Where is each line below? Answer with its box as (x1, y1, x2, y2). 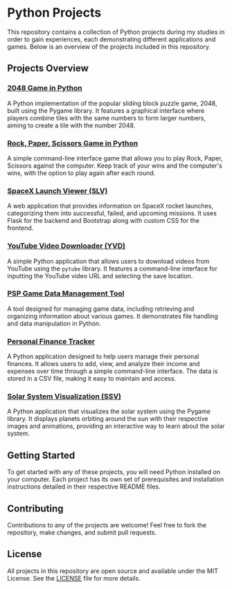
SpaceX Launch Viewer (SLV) (7, 185, 108, 195)
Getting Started (7, 449, 75, 461)
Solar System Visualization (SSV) (7, 392, 122, 401)
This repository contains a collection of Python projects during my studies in (7, 28, 225, 36)
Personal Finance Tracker (7, 336, 96, 346)
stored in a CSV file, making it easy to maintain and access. (7, 374, 177, 383)
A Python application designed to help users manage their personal (7, 352, 199, 361)
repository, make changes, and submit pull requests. (7, 528, 157, 537)
